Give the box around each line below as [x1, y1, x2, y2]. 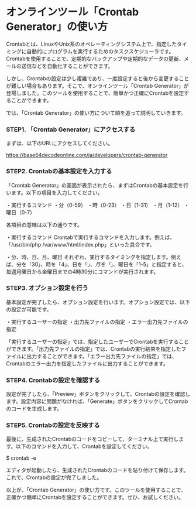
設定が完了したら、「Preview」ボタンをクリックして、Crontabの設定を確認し [6, 391, 191, 398]
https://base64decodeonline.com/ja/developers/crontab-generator [6, 152, 168, 159]
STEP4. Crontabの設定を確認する [6, 376, 101, 384]
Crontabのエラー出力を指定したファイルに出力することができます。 [6, 360, 169, 367]
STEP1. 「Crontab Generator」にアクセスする [6, 125, 136, 134]
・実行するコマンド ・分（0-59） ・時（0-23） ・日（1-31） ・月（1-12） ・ [6, 201, 190, 208]
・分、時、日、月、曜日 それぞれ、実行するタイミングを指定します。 [6, 253, 171, 261]
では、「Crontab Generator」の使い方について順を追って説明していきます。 [6, 109, 186, 116]
